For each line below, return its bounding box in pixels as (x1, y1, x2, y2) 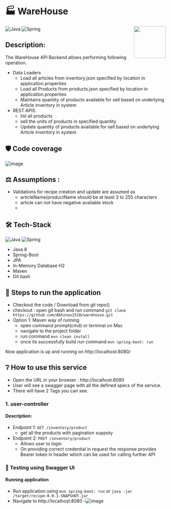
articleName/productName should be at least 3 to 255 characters (20, 194, 157, 200)
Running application (5, 476, 49, 483)
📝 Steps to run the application (5, 288, 101, 297)
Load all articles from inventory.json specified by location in (20, 75, 146, 81)
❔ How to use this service (5, 363, 87, 372)
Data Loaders (12, 69, 41, 75)
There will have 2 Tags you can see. (12, 387, 89, 394)
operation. (5, 60, 27, 66)
